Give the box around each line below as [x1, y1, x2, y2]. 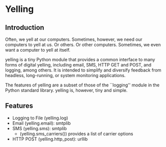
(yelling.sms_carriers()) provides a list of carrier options [19, 131, 134, 137]
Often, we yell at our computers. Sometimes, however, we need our [5, 36, 143, 42]
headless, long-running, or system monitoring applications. [5, 73, 126, 78]
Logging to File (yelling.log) [12, 115, 68, 121]
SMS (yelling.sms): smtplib [12, 125, 67, 131]
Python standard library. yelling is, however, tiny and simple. [5, 87, 128, 93]
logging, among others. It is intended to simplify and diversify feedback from [5, 67, 162, 73]
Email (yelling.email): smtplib [12, 120, 71, 126]
